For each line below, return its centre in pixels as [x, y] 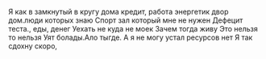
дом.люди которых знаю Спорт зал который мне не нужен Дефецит [126, 20]
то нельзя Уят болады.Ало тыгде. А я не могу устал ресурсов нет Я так [131, 37]
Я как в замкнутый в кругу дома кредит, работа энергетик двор [118, 12]
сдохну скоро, [33, 46]
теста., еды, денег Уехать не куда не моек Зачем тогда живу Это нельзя [133, 29]
